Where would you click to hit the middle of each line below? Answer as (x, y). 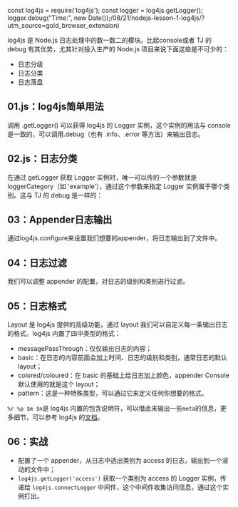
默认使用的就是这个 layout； (59, 384)
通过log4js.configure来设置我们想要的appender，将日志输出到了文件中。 (114, 238)
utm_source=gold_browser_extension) (63, 25)
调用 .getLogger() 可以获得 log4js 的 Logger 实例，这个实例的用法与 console (119, 125)
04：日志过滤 (37, 263)
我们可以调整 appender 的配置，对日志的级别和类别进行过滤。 (98, 282)
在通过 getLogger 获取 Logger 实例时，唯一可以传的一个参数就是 (102, 177)
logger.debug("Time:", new (47, 18)
